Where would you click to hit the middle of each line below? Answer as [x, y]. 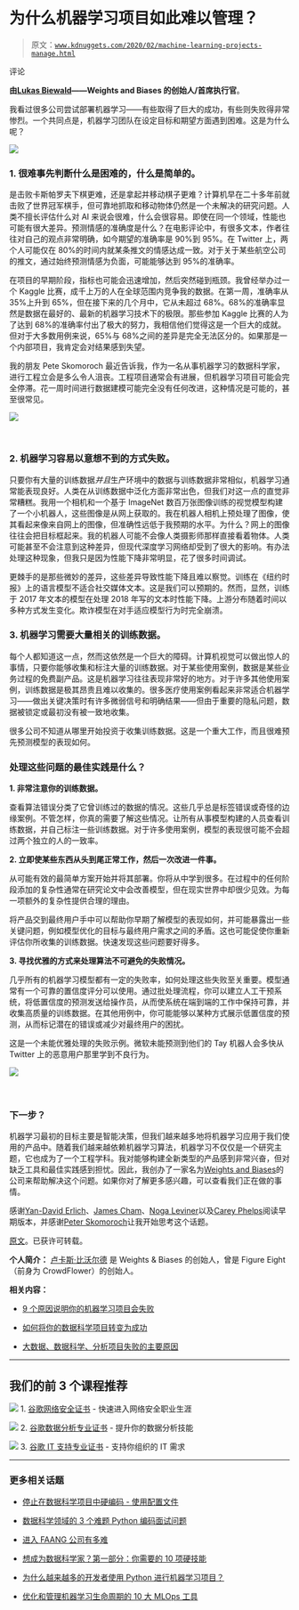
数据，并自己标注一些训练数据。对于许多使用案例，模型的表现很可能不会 [149, 830]
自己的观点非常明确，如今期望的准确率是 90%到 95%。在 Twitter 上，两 [157, 239]
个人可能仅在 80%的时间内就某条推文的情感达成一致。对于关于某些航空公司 [148, 250]
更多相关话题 [37, 1481]
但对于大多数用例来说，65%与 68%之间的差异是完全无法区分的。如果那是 [145, 336]
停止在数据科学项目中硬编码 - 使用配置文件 [101, 1501]
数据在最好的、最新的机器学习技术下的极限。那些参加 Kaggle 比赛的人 [153, 313]
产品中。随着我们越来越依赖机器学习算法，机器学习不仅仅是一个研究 [149, 1147]
